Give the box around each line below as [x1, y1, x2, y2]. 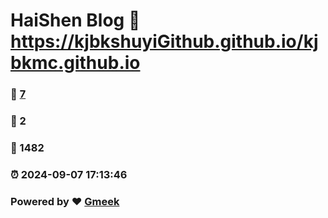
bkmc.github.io [10, 52, 141, 74]
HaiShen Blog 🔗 [10, 9, 141, 32]
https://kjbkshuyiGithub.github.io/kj [10, 30, 319, 53]
